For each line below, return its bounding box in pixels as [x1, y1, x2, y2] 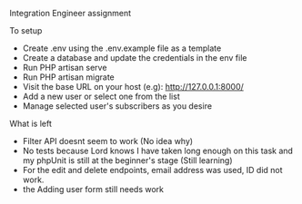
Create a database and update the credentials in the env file [22, 53, 247, 63]
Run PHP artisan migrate [22, 72, 116, 83]
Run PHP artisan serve [22, 63, 107, 73]
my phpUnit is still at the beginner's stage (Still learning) [22, 155, 234, 166]
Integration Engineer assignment [9, 8, 132, 18]
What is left [9, 118, 53, 129]
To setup [9, 25, 43, 35]
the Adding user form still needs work [22, 184, 164, 194]
